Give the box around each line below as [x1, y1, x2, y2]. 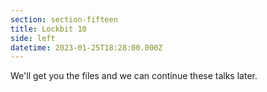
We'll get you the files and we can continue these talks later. [10, 70, 258, 82]
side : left [10, 33, 56, 43]
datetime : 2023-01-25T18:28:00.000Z [10, 42, 163, 53]
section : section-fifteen [10, 14, 118, 25]
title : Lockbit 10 [10, 24, 87, 34]
